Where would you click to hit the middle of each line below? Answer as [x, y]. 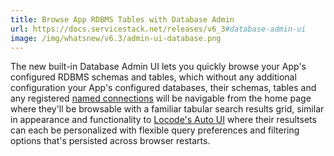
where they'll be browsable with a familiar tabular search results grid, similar [167, 109]
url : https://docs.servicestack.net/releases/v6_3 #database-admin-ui [158, 29]
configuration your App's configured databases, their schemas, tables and [163, 88]
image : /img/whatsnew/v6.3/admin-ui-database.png [116, 38]
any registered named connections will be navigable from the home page [161, 98]
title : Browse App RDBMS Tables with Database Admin [122, 19]
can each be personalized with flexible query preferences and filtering [155, 130]
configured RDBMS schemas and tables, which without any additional [153, 77]
